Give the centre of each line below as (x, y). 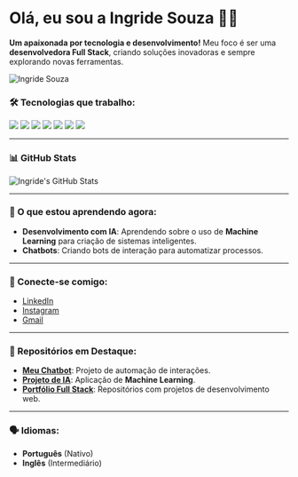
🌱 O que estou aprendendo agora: (83, 212)
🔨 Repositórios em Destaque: (73, 352)
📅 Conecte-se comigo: (59, 282)
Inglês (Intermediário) (62, 463)
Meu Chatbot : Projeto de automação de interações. (116, 370)
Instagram (40, 311)
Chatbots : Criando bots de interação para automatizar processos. (142, 250)
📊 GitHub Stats (43, 158)
